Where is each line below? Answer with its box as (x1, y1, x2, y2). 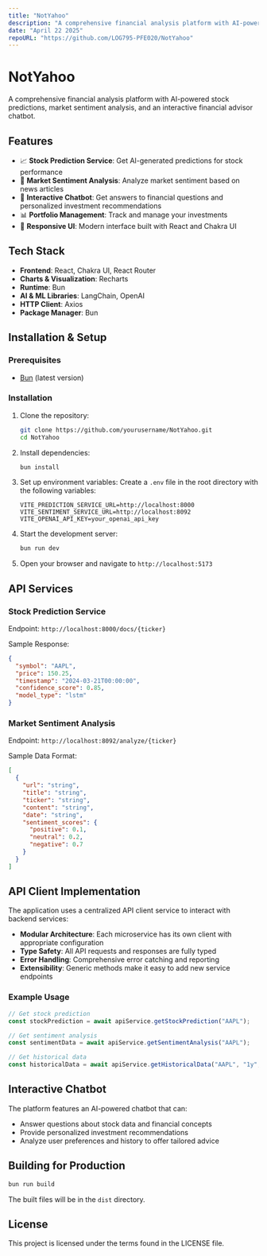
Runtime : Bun (19, 282, 66, 292)
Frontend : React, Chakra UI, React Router (19, 266, 157, 275)
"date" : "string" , (22, 811, 83, 819)
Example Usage (8, 991, 70, 1002)
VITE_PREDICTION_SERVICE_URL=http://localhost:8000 (19, 502, 195, 510)
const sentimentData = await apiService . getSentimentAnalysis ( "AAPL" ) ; (8, 1039, 250, 1047)
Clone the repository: (19, 410, 90, 420)
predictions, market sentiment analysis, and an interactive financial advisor (8, 103, 253, 112)
